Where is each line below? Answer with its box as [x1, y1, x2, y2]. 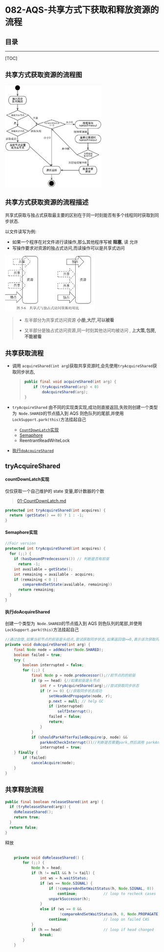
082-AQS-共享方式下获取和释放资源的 [5, 4, 159, 16]
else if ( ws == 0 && [40, 907, 82, 911]
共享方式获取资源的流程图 [5, 71, 82, 79]
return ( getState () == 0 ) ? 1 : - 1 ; [9, 513, 84, 518]
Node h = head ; [31, 866, 62, 871]
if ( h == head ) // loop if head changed [31, 927, 154, 932]
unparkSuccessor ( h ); [48, 896, 91, 901]
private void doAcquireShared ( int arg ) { [5, 642, 91, 647]
